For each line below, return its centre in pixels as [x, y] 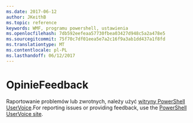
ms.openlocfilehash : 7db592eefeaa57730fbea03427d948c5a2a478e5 [86, 34]
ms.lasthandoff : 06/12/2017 [41, 56]
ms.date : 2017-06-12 [32, 12]
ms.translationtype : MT [36, 45]
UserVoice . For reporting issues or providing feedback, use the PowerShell [96, 108]
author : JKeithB [26, 17]
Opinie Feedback [47, 85]
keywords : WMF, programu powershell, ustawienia [67, 28]
